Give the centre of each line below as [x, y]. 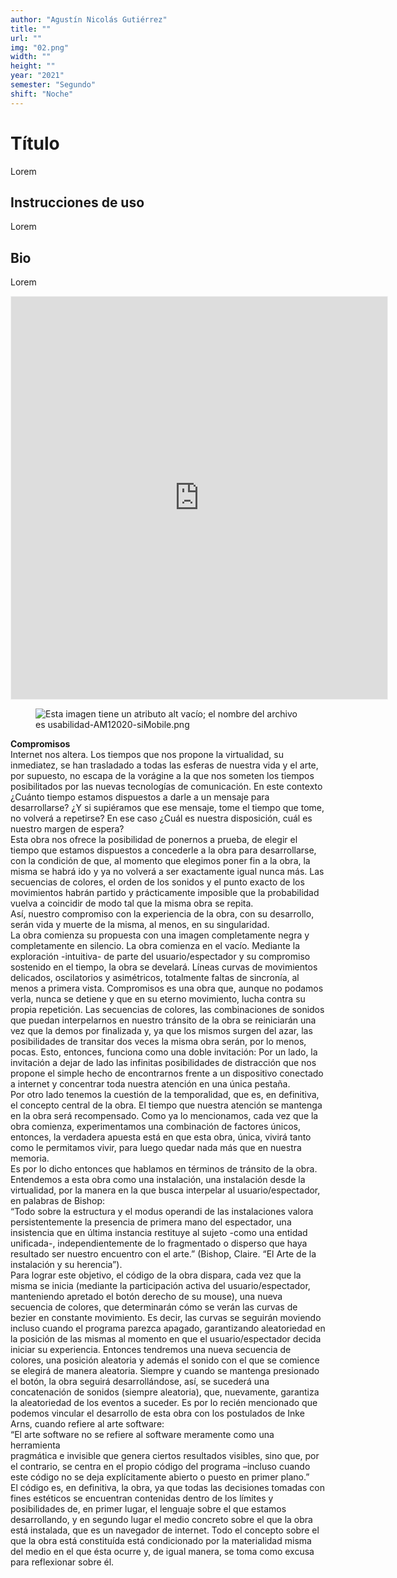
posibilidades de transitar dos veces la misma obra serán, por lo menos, [158, 1042]
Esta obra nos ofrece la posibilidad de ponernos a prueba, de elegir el [154, 840]
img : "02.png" [40, 47]
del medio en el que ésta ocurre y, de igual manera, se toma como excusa [162, 1552]
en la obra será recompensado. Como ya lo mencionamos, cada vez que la [164, 1116]
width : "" [31, 57]
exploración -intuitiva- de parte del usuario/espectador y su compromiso [160, 957]
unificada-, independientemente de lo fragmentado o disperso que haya [159, 1243]
